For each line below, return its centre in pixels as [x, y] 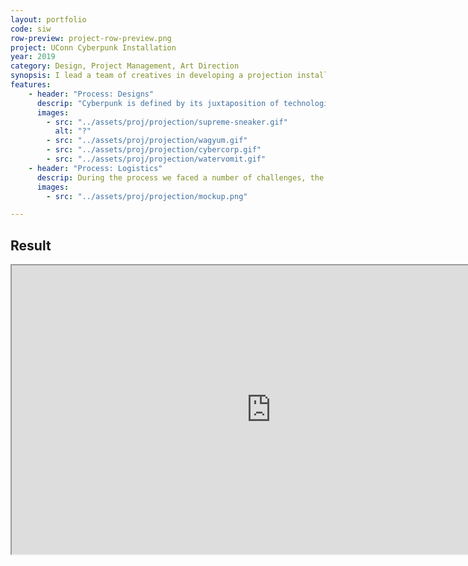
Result [31, 245]
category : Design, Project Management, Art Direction [125, 66]
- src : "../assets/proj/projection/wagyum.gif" [147, 141]
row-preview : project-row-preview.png [91, 38]
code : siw [31, 29]
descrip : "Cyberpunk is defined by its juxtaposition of [158, 103]
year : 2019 [33, 57]
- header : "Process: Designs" [91, 94]
